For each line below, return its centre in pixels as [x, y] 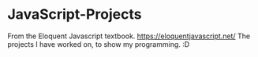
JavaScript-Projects [75, 14]
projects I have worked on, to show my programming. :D [99, 44]
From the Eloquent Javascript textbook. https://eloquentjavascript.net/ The [129, 36]
